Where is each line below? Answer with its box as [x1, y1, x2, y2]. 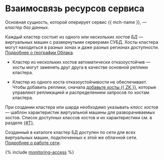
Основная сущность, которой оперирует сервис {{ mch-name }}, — [5, 19, 147, 25]
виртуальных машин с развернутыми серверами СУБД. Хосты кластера [5, 39, 159, 45]
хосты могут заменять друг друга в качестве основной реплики [12, 64, 148, 70]
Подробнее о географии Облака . [5, 50, 74, 55]
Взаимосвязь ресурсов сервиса [5, 3, 144, 14]
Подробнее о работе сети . [5, 139, 61, 145]
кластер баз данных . [5, 24, 49, 30]
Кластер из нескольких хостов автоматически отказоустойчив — [12, 59, 151, 65]
